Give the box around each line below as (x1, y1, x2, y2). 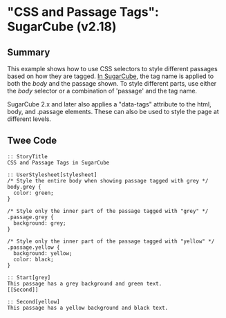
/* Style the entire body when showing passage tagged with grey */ (7, 177, 209, 184)
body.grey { (7, 183, 41, 190)
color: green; (13, 189, 54, 196)
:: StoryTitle (7, 153, 48, 160)
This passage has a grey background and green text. (7, 280, 162, 287)
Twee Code (7, 135, 57, 147)
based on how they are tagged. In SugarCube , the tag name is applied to (7, 72, 214, 80)
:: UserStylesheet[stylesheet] (7, 171, 97, 178)
